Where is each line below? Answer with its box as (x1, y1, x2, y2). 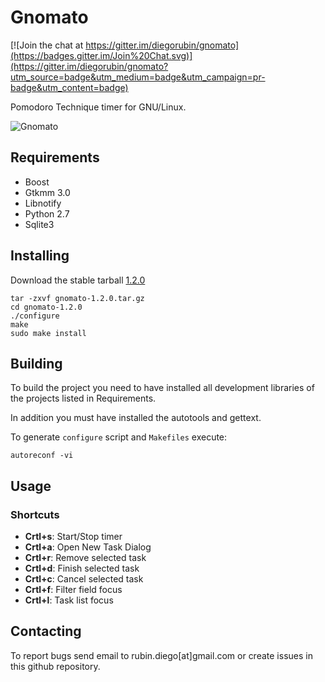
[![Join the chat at (10, 39, 84, 51)
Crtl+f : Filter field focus (24, 584, 123, 596)
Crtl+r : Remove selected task (24, 552, 147, 564)
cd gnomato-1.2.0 (10, 302, 83, 312)
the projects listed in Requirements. (10, 392, 157, 405)
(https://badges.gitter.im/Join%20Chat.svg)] (10, 49, 193, 61)
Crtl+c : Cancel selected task (24, 573, 144, 585)
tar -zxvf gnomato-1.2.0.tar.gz (10, 293, 145, 303)
